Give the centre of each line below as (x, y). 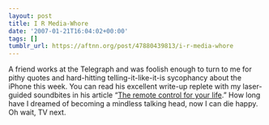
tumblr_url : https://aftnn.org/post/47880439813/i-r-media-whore (121, 46)
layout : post (30, 16)
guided (20, 95)
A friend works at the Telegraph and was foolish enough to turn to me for (130, 69)
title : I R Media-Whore (49, 24)
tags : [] (23, 39)
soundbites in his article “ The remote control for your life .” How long (147, 95)
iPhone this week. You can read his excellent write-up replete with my (125, 87)
